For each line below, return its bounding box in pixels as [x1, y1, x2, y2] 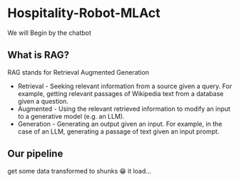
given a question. [17, 97, 69, 105]
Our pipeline [7, 148, 63, 160]
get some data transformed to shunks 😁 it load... [7, 166, 152, 175]
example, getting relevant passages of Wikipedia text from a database [17, 89, 224, 97]
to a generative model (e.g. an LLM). [17, 112, 125, 120]
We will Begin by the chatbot [7, 28, 91, 37]
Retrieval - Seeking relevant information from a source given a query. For [17, 82, 233, 90]
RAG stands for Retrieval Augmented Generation [7, 68, 150, 76]
